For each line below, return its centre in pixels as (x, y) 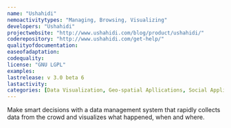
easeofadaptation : (33, 52)
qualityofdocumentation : (43, 45)
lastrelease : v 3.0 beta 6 (46, 77)
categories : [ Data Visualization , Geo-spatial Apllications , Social (107, 90)
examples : (21, 71)
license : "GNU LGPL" (37, 65)
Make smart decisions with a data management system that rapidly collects (114, 110)
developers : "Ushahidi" (41, 26)
